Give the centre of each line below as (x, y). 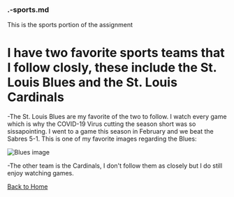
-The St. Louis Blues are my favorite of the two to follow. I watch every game (117, 117)
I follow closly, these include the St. (112, 68)
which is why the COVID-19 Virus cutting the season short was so (102, 124)
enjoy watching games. (41, 173)
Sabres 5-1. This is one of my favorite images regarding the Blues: (102, 139)
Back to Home (28, 187)
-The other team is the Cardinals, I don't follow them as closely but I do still (115, 166)
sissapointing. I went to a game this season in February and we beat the (111, 132)
